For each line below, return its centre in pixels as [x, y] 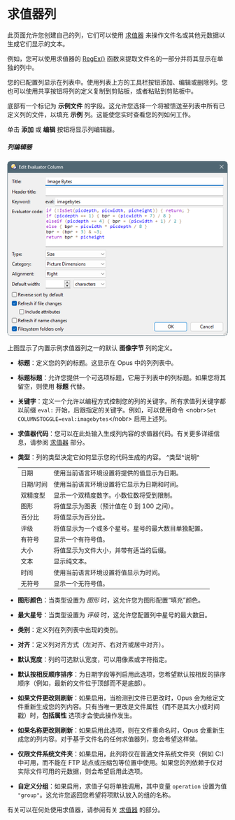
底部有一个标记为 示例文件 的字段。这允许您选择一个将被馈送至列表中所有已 [116, 106]
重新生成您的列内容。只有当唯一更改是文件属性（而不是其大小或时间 [122, 707]
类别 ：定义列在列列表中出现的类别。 [70, 630]
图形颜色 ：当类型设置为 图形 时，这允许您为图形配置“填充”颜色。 [111, 600]
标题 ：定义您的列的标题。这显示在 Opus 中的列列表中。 [97, 362]
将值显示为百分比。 [81, 517]
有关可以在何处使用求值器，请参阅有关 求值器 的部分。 [86, 810]
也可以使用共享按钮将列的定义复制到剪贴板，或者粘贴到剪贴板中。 [102, 91]
